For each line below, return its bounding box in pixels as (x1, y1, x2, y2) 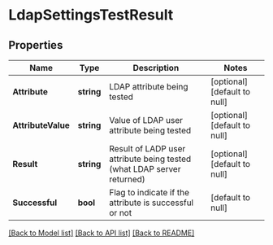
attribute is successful (109, 197, 193, 208)
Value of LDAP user (109, 115, 184, 125)
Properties (8, 38, 63, 52)
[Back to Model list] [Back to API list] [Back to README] (8, 228, 195, 238)
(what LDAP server (109, 164, 181, 174)
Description (132, 63, 180, 73)
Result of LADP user (109, 143, 186, 154)
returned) (109, 173, 146, 185)
